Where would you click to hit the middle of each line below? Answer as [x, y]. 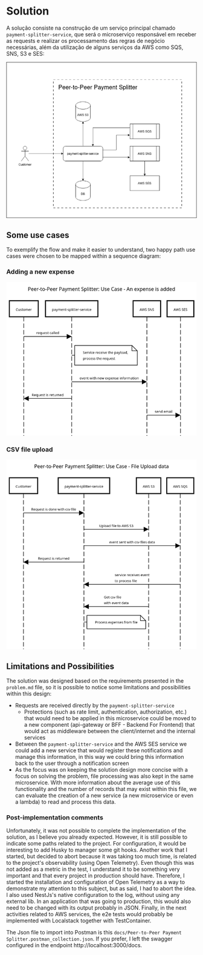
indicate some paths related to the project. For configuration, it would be [96, 844]
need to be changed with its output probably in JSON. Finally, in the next [96, 908]
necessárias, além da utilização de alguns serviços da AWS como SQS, [95, 47]
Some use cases [38, 235]
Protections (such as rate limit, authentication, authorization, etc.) [105, 712]
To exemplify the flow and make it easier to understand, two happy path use [101, 250]
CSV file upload [30, 449]
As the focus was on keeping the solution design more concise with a [101, 770]
